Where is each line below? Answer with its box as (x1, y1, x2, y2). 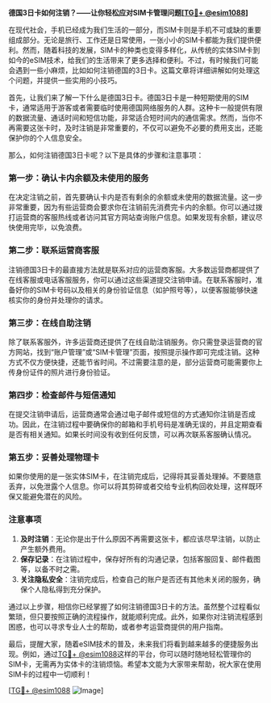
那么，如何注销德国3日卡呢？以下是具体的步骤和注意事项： (8, 150, 204, 160)
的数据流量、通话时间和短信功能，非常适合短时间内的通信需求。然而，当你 (8, 113, 256, 122)
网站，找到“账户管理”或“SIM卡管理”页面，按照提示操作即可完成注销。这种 (15, 347, 261, 356)
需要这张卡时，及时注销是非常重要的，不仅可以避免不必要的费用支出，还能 (15, 123, 263, 133)
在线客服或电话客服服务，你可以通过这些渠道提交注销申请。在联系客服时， (8, 275, 256, 284)
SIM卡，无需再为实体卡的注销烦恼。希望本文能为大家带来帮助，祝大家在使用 (8, 659, 262, 669)
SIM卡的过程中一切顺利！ (8, 669, 93, 679)
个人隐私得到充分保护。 (27, 584, 106, 594)
